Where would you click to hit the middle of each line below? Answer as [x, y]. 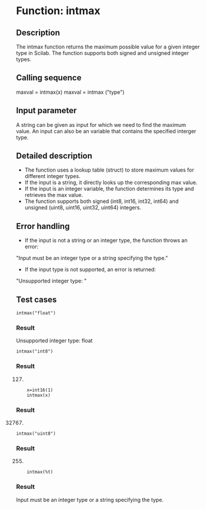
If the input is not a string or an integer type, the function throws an [106, 241]
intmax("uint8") [36, 434]
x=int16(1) [40, 390]
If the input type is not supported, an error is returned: [90, 270]
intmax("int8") [35, 352]
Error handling [43, 226]
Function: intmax [58, 11]
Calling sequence [49, 78]
